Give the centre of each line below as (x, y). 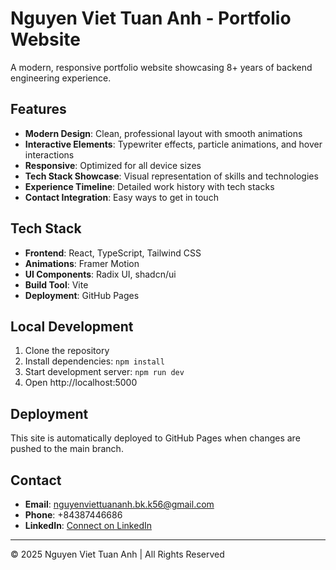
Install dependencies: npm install (94, 361)
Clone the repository (67, 351)
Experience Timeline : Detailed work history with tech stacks (149, 186)
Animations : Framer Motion (82, 263)
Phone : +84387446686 (73, 515)
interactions (49, 154)
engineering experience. (61, 78)
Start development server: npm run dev (104, 372)
